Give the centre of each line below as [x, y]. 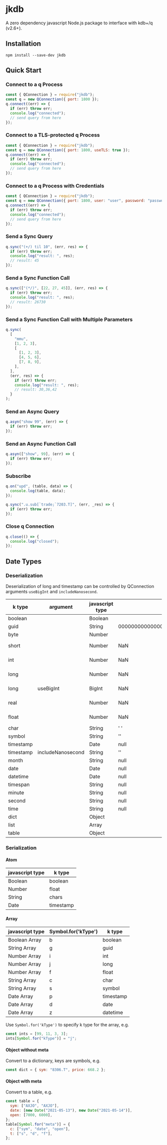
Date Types [24, 561]
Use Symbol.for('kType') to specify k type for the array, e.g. [67, 1025]
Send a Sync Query [29, 237]
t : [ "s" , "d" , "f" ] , [31, 1134]
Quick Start [24, 70]
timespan [19, 785]
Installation [23, 44]
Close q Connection [30, 526]
